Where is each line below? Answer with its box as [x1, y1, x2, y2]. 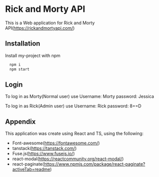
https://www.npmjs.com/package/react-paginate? [44, 161, 145, 167]
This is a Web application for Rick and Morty [5, 20, 95, 26]
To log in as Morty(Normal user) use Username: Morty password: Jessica [5, 93, 154, 99]
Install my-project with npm [5, 52, 61, 58]
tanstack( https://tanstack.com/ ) [12, 145, 77, 151]
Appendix [5, 117, 36, 126]
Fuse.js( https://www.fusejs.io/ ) [12, 151, 75, 157]
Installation [5, 40, 40, 48]
